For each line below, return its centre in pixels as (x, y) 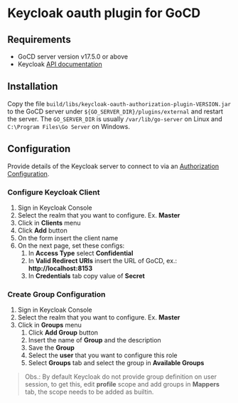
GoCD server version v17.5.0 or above (73, 56)
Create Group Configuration (56, 294)
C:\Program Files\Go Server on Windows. (69, 126)
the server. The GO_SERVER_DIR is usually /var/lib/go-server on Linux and (115, 118)
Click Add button (42, 230)
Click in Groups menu (49, 325)
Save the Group (51, 348)
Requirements (39, 40)
